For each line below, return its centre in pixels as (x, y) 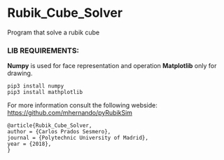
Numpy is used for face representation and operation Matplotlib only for (112, 66)
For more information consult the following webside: (82, 105)
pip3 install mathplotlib (45, 93)
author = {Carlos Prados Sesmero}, (59, 132)
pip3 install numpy (36, 86)
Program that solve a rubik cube (54, 32)
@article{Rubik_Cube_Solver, (50, 126)
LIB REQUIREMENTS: (43, 51)
